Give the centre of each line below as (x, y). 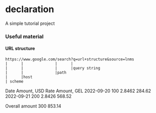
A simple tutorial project (30, 23)
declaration (30, 9)
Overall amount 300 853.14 (33, 106)
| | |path (36, 73)
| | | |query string (53, 68)
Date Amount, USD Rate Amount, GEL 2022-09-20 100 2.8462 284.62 (78, 91)
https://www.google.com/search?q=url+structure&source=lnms (70, 59)
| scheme (14, 82)
